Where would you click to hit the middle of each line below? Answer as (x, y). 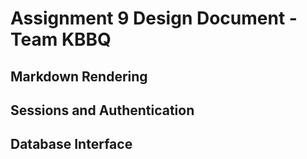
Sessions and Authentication (102, 110)
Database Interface (71, 144)
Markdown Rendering (79, 76)
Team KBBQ (61, 39)
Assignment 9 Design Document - (154, 18)
